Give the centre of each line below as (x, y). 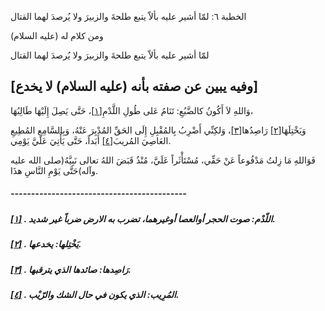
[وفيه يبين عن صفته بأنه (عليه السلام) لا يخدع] (134, 86)
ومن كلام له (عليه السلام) (57, 35)
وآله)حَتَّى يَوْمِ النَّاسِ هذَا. (54, 170)
